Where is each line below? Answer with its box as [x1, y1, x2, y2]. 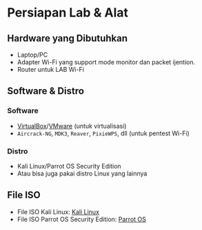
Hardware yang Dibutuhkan [7, 32, 128, 44]
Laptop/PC [17, 50, 48, 59]
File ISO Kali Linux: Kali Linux [17, 207, 100, 215]
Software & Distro [7, 85, 85, 97]
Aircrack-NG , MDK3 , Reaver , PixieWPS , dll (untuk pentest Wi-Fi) [17, 129, 190, 137]
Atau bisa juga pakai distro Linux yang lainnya [17, 169, 148, 178]
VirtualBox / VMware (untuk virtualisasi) [17, 122, 127, 130]
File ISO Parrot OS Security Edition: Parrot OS [17, 215, 146, 223]
